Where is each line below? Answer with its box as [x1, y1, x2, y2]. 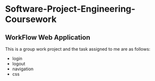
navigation [12, 66, 34, 72]
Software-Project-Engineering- [5, 3, 136, 15]
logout [12, 61, 26, 66]
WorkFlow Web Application [5, 33, 91, 41]
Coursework [5, 14, 57, 25]
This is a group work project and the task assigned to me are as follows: [5, 46, 151, 52]
